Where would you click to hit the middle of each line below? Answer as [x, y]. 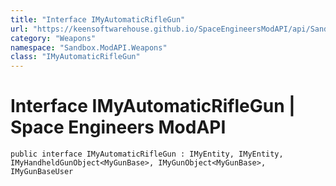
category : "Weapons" [53, 38]
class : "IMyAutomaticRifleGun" [75, 57]
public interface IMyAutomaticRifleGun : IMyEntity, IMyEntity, [147, 154]
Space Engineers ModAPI [118, 127]
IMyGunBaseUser [42, 172]
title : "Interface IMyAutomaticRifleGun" [98, 19]
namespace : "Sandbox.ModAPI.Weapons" [89, 47]
